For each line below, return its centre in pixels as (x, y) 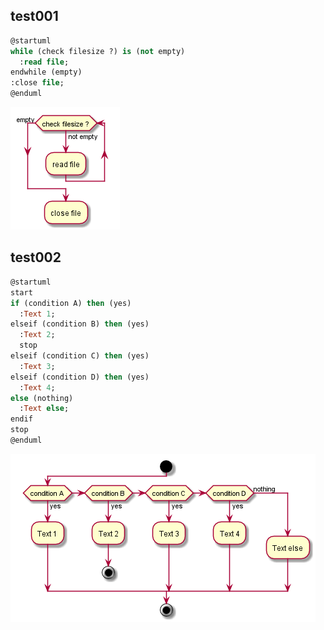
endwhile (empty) (46, 72)
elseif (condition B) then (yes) (80, 324)
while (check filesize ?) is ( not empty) (98, 51)
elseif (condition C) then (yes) (80, 356)
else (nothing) (42, 398)
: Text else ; (44, 409)
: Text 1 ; (37, 314)
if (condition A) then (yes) (71, 303)
